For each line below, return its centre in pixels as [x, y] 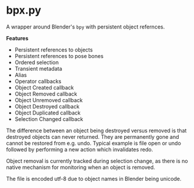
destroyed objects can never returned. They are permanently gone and [93, 136]
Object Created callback [44, 87]
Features [17, 38]
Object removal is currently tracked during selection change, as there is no [97, 161]
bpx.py [24, 10]
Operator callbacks [38, 81]
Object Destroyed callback [47, 106]
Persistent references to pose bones [59, 56]
